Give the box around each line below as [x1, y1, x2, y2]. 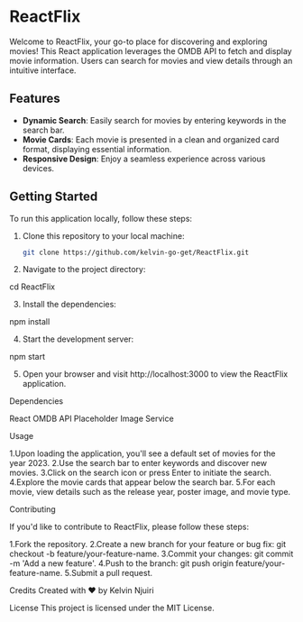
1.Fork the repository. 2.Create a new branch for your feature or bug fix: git [9, 539, 287, 550]
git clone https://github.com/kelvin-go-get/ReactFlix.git [22, 248, 250, 257]
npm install [9, 316, 50, 327]
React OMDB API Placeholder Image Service [9, 413, 174, 425]
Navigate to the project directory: [22, 264, 146, 275]
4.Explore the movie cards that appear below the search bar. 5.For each [9, 477, 276, 488]
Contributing [9, 504, 56, 515]
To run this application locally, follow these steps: [9, 213, 192, 224]
